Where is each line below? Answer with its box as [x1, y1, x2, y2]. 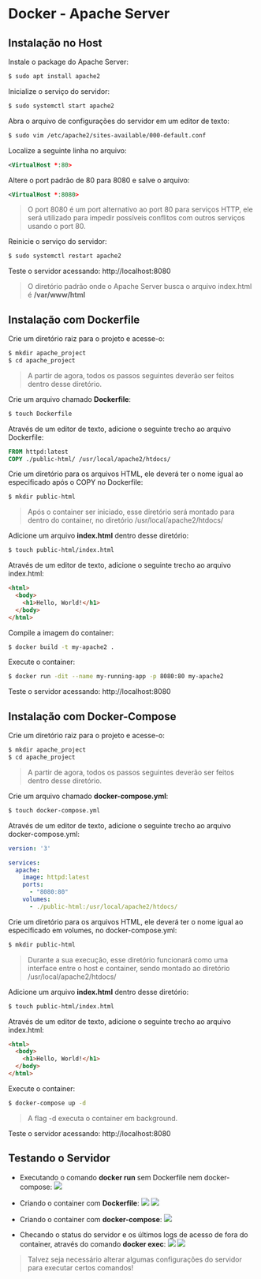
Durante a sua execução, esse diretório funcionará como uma [27, 955, 229, 964]
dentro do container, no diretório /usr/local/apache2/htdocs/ [27, 516, 224, 525]
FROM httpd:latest [8, 448, 69, 456]
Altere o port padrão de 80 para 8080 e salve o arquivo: [8, 175, 190, 185]
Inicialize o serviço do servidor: [8, 86, 110, 96]
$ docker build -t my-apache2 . [8, 643, 114, 651]
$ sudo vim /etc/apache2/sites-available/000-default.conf [8, 131, 207, 139]
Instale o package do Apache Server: [8, 57, 129, 66]
